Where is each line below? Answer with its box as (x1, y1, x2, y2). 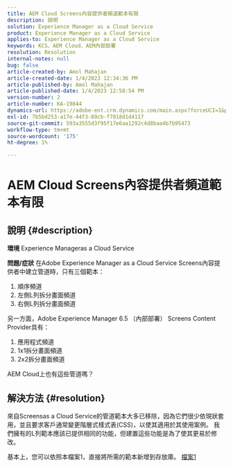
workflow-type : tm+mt (7, 126, 70, 133)
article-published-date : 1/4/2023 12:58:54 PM (7, 87, 144, 94)
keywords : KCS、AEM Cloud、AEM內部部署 (7, 42, 116, 49)
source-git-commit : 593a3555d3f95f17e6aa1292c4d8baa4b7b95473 (7, 119, 191, 127)
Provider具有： (7, 323, 50, 332)
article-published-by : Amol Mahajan (7, 81, 113, 88)
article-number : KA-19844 (7, 101, 82, 108)
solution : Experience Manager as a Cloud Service (7, 23, 154, 30)
